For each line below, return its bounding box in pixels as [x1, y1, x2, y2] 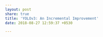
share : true [5, 12, 29, 16]
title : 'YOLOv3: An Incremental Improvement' [5, 16, 99, 21]
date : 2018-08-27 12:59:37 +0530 [5, 20, 73, 25]
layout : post [5, 7, 32, 12]
